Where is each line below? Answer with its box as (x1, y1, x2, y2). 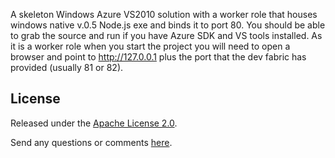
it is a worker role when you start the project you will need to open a (10, 40, 291, 52)
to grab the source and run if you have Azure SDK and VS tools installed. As (10, 30, 323, 41)
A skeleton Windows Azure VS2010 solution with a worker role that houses (10, 9, 318, 20)
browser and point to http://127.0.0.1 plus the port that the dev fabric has (10, 51, 307, 63)
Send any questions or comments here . (10, 136, 173, 148)
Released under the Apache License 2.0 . (10, 117, 178, 129)
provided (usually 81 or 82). (10, 62, 124, 73)
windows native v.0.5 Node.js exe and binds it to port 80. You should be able (10, 19, 326, 31)
